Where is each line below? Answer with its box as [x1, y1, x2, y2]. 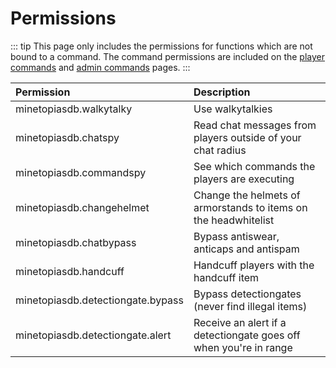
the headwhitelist [193, 213, 275, 227]
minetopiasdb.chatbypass [15, 235, 137, 249]
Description [193, 85, 251, 99]
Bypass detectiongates [193, 287, 302, 301]
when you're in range [193, 340, 293, 354]
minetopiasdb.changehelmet [15, 200, 150, 214]
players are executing [193, 172, 295, 186]
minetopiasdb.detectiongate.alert [15, 328, 172, 342]
